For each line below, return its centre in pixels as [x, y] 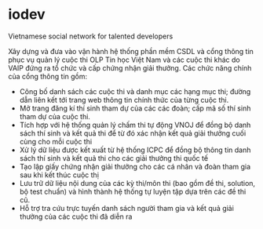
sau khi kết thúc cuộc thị [59, 175]
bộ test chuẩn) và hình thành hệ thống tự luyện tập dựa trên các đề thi [133, 191]
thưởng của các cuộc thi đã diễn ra [76, 216]
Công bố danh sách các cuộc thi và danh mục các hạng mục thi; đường [135, 91]
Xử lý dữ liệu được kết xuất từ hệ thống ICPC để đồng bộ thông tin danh [135, 150]
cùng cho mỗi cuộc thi [56, 141]
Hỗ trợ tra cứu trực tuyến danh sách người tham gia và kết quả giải [126, 208]
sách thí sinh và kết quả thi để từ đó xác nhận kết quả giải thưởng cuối [133, 133]
